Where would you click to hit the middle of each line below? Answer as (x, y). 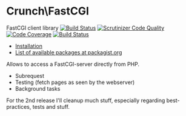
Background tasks (38, 88)
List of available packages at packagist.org (68, 52)
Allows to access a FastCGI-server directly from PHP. (73, 64)
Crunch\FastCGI (48, 11)
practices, (19, 106)
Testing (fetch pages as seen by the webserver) (75, 82)
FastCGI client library (32, 28)
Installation (29, 46)
